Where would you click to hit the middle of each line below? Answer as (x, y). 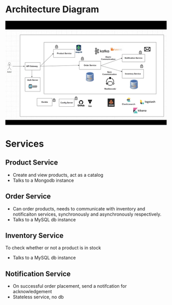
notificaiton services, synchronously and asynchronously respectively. (87, 214)
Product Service (32, 163)
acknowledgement (32, 292)
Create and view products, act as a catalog (58, 175)
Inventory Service (35, 235)
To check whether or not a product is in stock (53, 248)
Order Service (28, 196)
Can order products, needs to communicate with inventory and (79, 208)
